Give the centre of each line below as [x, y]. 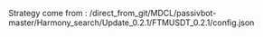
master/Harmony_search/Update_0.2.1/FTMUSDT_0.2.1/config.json [131, 23]
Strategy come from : [48, 13]
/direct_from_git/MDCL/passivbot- [153, 13]
